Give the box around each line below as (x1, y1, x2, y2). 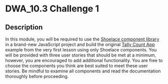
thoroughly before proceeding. (5, 73, 69, 79)
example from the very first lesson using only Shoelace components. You (5, 47, 157, 52)
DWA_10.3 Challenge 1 (5, 3, 100, 14)
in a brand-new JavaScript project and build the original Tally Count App (5, 41, 155, 47)
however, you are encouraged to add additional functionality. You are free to (5, 57, 163, 63)
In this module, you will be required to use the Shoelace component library (5, 36, 159, 42)
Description (5, 23, 43, 31)
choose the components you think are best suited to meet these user (5, 63, 148, 68)
